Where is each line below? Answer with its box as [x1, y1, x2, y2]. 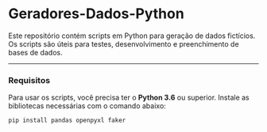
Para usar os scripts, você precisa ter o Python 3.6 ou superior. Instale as [8, 92, 250, 103]
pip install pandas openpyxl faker [8, 116, 126, 125]
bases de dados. [8, 47, 63, 57]
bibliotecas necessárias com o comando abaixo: [8, 101, 167, 111]
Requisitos [8, 74, 50, 85]
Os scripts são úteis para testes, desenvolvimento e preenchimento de [8, 39, 240, 48]
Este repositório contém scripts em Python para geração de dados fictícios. [8, 31, 256, 40]
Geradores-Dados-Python [8, 5, 184, 23]
